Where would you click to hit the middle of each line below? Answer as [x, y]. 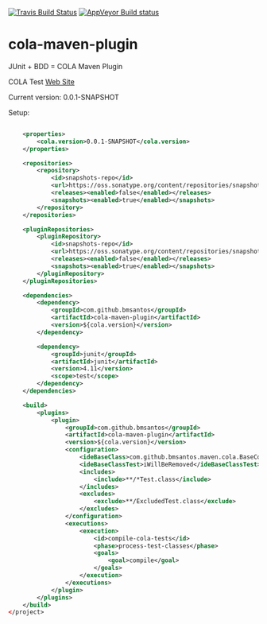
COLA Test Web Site [42, 81]
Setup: [19, 112]
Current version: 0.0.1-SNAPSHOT [64, 97]
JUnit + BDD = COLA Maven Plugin [66, 66]
